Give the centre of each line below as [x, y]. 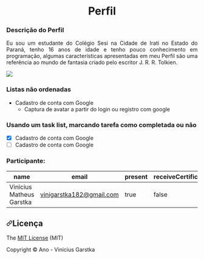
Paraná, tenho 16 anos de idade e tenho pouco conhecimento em [102, 50]
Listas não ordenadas [39, 90]
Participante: [26, 161]
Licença [28, 223]
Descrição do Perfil [35, 30]
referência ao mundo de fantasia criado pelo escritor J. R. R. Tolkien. [92, 62]
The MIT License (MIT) [35, 238]
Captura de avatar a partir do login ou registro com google [97, 109]
